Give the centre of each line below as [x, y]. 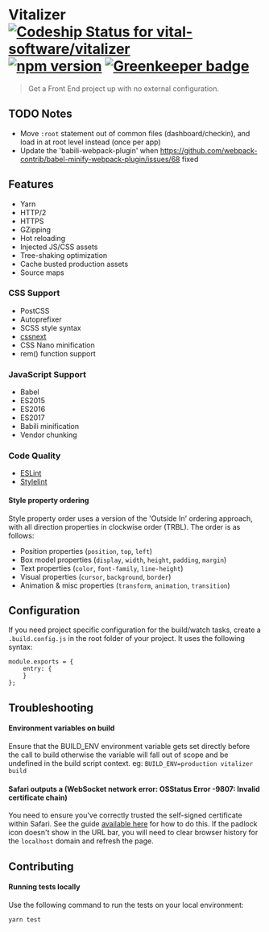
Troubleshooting [51, 707]
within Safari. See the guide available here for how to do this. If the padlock [133, 824]
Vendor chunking [49, 435]
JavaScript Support [48, 374]
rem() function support [58, 353]
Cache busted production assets [74, 264]
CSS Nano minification [57, 345]
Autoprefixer [41, 319]
